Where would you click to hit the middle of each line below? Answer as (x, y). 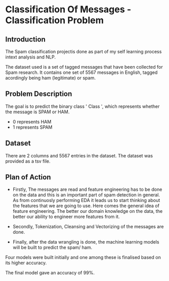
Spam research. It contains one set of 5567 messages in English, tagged (81, 72)
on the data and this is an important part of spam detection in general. (86, 195)
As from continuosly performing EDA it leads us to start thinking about (86, 200)
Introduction (26, 39)
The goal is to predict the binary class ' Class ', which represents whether (82, 106)
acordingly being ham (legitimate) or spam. (51, 78)
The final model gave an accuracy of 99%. (50, 273)
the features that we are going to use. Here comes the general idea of (86, 206)
